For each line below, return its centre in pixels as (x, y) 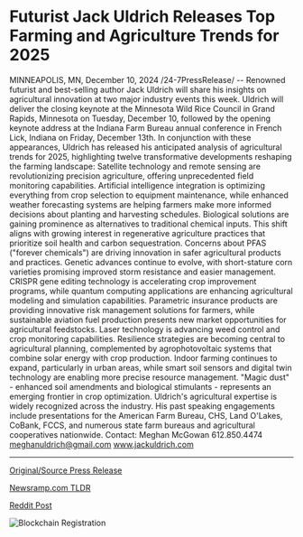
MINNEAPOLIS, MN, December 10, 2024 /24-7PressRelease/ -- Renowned (147, 79)
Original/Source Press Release (66, 470)
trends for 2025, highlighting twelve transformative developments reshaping (151, 156)
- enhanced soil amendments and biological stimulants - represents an (141, 386)
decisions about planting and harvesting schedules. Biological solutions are (149, 214)
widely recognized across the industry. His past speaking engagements (142, 406)
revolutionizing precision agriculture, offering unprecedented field (132, 176)
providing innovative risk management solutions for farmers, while (132, 310)
